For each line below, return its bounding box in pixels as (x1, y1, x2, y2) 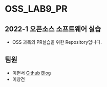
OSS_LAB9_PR (5, 3, 68, 15)
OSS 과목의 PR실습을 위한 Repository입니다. (12, 39, 102, 45)
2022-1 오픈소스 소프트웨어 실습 (5, 24, 101, 33)
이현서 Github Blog (12, 70, 51, 76)
